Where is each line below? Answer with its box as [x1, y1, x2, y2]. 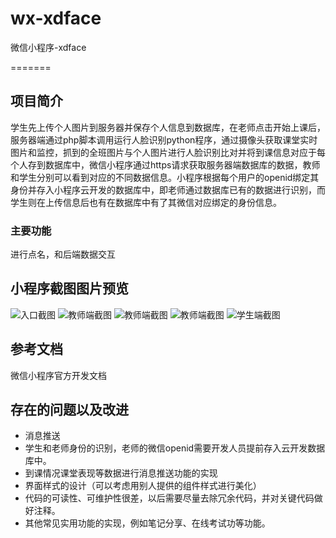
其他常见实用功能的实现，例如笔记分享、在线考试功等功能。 [24, 517, 271, 529]
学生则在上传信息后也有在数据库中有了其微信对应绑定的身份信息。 [10, 196, 282, 208]
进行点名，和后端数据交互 [10, 248, 116, 261]
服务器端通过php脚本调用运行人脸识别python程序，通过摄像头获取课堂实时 [10, 133, 318, 146]
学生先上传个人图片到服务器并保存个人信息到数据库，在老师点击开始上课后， [10, 121, 326, 133]
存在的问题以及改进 [10, 402, 129, 419]
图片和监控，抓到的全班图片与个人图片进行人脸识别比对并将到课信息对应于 [10, 146, 317, 158]
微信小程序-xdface [10, 41, 87, 53]
